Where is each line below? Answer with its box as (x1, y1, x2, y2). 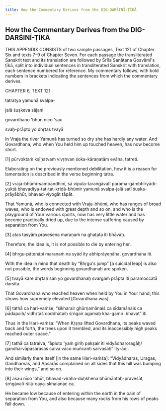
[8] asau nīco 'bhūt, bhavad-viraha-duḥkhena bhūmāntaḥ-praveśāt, (5, 376, 144, 382)
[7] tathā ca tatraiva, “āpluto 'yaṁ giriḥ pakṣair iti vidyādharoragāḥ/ (5, 340, 143, 346)
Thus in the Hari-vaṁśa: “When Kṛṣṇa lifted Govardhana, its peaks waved (5, 320, 156, 326)
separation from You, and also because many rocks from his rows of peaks (5, 396, 159, 402)
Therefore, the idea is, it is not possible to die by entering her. (5, 242, 131, 247)
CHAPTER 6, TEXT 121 (5, 88, 51, 94)
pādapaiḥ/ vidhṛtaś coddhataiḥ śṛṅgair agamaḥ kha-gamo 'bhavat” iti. (5, 311, 148, 317)
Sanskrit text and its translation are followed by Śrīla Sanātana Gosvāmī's (5, 57, 155, 63)
